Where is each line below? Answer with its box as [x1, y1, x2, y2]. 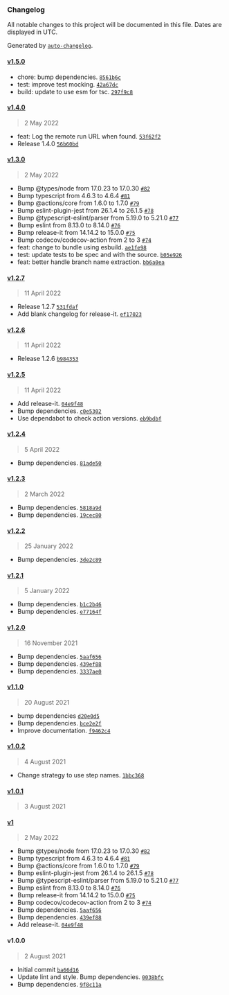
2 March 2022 [24, 490, 65, 498]
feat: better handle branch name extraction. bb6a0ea [17, 258, 165, 266]
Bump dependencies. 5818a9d [17, 503, 102, 511]
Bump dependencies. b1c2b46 [17, 600, 102, 608]
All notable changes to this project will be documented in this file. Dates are [7, 21, 223, 29]
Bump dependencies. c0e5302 [17, 407, 102, 415]
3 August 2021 [24, 802, 66, 811]
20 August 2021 [24, 698, 70, 706]
